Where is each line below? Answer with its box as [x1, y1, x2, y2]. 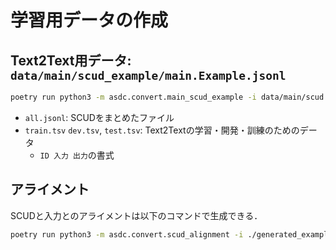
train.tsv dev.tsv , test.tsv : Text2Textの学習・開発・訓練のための [24, 124, 300, 136]
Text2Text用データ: [10, 52, 132, 69]
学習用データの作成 [10, 9, 169, 32]
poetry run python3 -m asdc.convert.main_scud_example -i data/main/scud [10, 92, 325, 102]
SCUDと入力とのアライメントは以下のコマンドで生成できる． [10, 209, 263, 221]
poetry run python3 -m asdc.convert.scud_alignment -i [10, 229, 244, 240]
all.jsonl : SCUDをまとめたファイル [24, 111, 175, 123]
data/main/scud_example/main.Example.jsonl [10, 68, 287, 83]
